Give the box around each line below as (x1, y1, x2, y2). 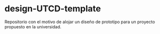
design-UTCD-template (4, 3, 101, 14)
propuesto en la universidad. (4, 24, 61, 29)
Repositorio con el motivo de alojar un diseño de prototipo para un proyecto (4, 19, 155, 25)
